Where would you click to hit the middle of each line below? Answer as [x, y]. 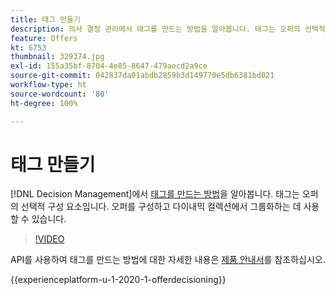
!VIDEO [49, 239]
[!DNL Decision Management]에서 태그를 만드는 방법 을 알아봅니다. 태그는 [155, 194]
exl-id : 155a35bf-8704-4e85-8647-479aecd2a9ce [109, 66]
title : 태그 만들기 [45, 19]
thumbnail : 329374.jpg [57, 57]
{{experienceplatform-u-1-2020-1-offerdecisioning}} [118, 280]
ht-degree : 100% [44, 103]
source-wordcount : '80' [60, 94]
